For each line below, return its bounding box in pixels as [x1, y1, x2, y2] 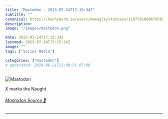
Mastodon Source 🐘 [5, 97, 46, 103]
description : [5, 21, 32, 26]
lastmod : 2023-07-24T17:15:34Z [5, 39, 70, 45]
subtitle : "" [5, 12, 32, 17]
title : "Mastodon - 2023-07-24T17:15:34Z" [5, 7, 95, 12]
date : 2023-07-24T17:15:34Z [5, 35, 64, 40]
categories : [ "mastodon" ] [5, 58, 59, 63]
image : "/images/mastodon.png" [5, 26, 70, 31]
